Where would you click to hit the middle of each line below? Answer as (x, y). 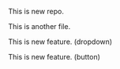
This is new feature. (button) (54, 57)
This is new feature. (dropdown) (60, 42)
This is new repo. (36, 11)
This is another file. (39, 26)
